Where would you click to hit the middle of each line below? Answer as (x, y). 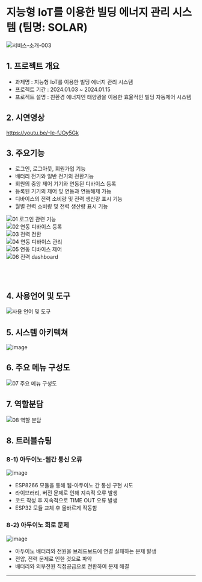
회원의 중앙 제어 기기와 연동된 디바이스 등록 (66, 184)
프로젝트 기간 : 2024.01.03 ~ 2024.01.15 (63, 89)
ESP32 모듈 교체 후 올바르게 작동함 (56, 508)
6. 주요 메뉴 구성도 (38, 368)
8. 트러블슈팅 (29, 441)
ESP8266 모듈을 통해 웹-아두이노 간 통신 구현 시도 (74, 486)
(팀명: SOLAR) (53, 27)
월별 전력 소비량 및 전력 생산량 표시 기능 (61, 206)
